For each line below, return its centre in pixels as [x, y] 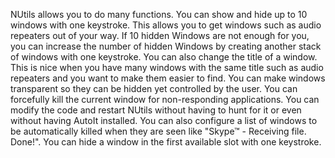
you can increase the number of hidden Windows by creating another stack [166, 46]
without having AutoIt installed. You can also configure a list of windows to [164, 120]
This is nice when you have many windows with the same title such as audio [167, 67]
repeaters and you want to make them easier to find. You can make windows [168, 78]
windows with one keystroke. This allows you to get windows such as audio [166, 25]
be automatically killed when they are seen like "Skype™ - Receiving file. [158, 131]
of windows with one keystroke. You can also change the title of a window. [164, 57]
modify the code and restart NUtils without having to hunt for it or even [156, 110]
